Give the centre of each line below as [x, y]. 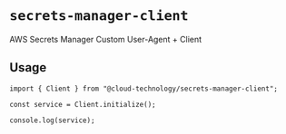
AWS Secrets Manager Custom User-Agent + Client [106, 39]
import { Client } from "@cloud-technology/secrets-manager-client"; [144, 89]
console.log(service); [52, 120]
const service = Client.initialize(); [83, 104]
